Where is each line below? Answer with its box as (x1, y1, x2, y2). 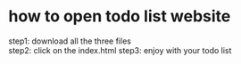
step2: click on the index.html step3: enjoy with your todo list (8, 44, 232, 55)
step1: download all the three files (8, 36, 131, 46)
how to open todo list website (8, 6, 231, 27)
